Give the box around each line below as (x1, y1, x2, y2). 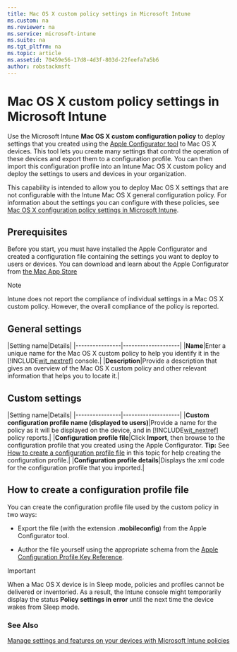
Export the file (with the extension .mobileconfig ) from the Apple (17, 524, 207, 532)
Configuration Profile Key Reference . (17, 552, 125, 561)
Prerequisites (7, 226, 68, 238)
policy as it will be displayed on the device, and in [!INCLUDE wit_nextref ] (7, 426, 219, 434)
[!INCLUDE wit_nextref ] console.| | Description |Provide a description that (7, 356, 217, 365)
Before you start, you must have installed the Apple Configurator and (7, 245, 207, 253)
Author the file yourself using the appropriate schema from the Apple (17, 545, 219, 554)
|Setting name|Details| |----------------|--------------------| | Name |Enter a (7, 342, 226, 350)
